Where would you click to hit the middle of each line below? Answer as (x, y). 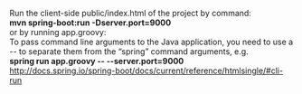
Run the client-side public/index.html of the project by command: (130, 13)
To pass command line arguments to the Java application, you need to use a (151, 42)
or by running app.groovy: (58, 32)
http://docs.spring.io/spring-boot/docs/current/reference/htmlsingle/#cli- (146, 70)
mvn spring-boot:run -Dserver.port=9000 (90, 23)
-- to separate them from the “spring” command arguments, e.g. (129, 52)
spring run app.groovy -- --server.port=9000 (97, 61)
